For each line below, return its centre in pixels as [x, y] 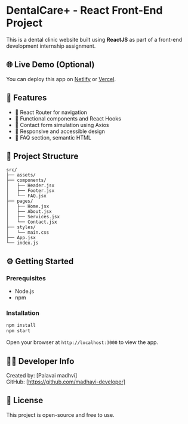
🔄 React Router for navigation [51, 112]
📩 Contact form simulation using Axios [62, 125]
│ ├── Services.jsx [33, 217]
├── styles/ [21, 227]
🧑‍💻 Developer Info [40, 361]
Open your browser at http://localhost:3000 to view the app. [82, 342]
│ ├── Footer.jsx [30, 191]
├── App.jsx [21, 238]
